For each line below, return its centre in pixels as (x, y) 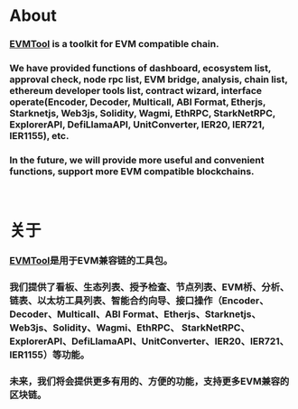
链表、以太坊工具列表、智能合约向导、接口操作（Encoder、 (139, 301)
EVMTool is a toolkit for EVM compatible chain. (114, 44)
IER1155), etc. (39, 136)
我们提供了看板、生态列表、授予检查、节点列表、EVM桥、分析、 (149, 287)
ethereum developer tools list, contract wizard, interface (136, 91)
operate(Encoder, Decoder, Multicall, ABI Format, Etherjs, (138, 102)
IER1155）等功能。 (50, 355)
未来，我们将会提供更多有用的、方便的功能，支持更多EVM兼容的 (149, 382)
